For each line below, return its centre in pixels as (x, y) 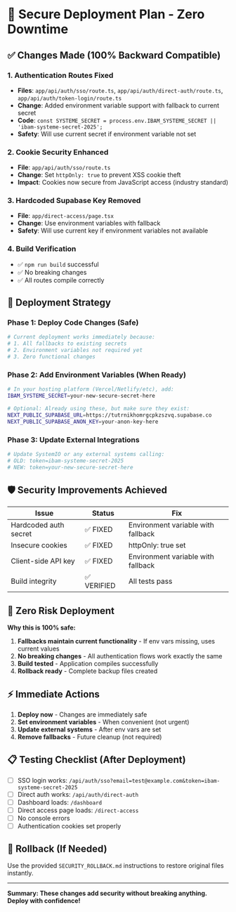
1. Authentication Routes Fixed (60, 75)
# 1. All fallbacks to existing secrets (67, 344)
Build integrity (34, 581)
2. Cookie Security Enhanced (58, 152)
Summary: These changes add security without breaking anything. (107, 893)
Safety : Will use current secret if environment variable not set (107, 133)
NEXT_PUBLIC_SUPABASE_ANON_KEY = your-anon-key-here (83, 422)
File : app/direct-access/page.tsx (66, 216)
